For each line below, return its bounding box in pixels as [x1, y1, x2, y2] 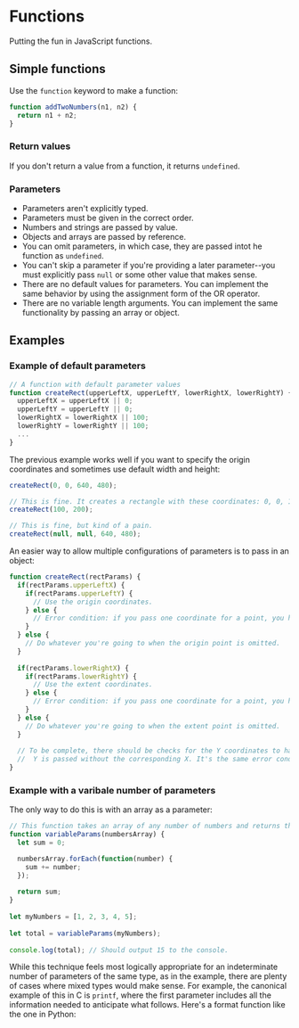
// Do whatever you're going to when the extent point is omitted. [25, 721, 280, 730]
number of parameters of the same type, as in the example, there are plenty [9, 971, 287, 982]
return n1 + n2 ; [17, 111, 77, 119]
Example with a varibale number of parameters [9, 784, 216, 796]
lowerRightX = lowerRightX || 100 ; [17, 413, 149, 423]
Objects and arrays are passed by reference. [21, 231, 187, 242]
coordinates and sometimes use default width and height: [9, 464, 221, 474]
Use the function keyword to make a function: [9, 85, 178, 95]
